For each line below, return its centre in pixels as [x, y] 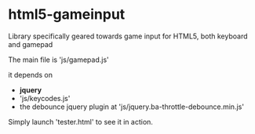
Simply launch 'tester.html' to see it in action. [80, 121]
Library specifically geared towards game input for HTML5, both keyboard [128, 36]
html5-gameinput [67, 14]
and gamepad [31, 44]
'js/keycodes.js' [45, 98]
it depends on [31, 74]
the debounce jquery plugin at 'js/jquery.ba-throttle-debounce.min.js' [132, 107]
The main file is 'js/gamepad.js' [58, 60]
